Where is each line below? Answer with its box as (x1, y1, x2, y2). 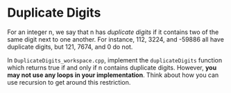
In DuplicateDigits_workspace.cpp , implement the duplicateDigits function (7, 56, 223, 64)
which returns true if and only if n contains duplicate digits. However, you (7, 63, 217, 71)
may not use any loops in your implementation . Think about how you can (7, 71, 219, 79)
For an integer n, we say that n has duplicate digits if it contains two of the (7, 28, 219, 36)
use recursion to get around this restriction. (7, 78, 131, 86)
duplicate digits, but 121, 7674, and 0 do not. (7, 42, 133, 51)
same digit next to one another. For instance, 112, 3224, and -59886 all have (7, 35, 224, 43)
